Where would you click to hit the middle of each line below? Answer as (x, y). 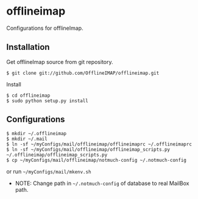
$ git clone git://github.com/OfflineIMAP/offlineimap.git (83, 73)
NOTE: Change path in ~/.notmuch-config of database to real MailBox (102, 183)
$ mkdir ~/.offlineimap (37, 133)
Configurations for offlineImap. (45, 28)
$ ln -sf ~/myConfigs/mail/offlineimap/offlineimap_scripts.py (88, 149)
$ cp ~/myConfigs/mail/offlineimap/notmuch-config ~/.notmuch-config (97, 160)
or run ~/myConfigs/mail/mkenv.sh (49, 171)
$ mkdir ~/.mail (27, 139)
